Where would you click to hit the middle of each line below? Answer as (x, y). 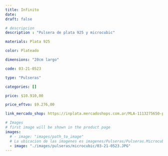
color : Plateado (22, 51)
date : (11, 14)
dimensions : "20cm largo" (32, 60)
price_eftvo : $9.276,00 (30, 105)
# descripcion (20, 28)
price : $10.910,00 (24, 96)
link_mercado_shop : (25, 114)
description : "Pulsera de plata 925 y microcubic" (60, 33)
